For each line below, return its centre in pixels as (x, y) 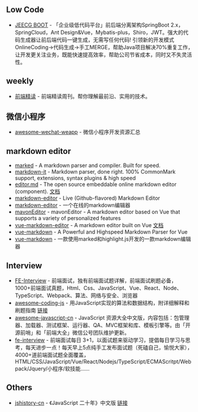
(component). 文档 (37, 191)
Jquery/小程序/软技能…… (59, 369)
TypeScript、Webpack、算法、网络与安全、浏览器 (76, 295)
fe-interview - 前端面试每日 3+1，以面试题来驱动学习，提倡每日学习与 (100, 340)
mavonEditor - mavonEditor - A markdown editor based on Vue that (97, 212)
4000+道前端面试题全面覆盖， (52, 355)
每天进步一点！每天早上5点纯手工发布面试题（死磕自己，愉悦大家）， (109, 348)
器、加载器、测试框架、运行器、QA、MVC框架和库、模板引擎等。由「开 (103, 325)
